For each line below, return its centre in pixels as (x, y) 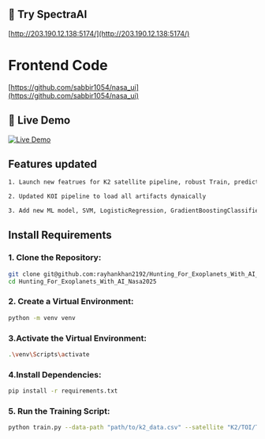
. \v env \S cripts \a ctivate (49, 354)
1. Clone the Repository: (55, 258)
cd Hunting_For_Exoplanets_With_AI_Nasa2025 (82, 281)
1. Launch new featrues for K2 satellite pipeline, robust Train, (119, 182)
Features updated (52, 164)
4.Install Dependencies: (55, 374)
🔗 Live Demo (39, 120)
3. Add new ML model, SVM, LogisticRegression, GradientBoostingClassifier (135, 211)
